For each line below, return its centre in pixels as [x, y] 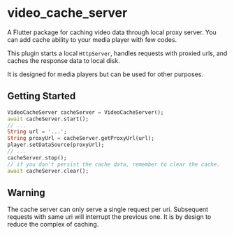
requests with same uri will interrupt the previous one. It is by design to [109, 217]
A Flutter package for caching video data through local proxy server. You [112, 32]
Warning [26, 193]
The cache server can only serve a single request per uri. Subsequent [108, 209]
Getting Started [42, 96]
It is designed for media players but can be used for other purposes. [105, 74]
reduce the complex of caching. [53, 225]
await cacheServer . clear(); [48, 171]
